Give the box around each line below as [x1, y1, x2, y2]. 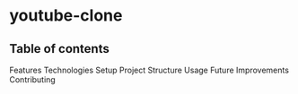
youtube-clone [9, 5, 123, 26]
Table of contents [9, 41, 110, 56]
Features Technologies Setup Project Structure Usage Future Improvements [9, 64, 290, 75]
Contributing [9, 74, 56, 85]
